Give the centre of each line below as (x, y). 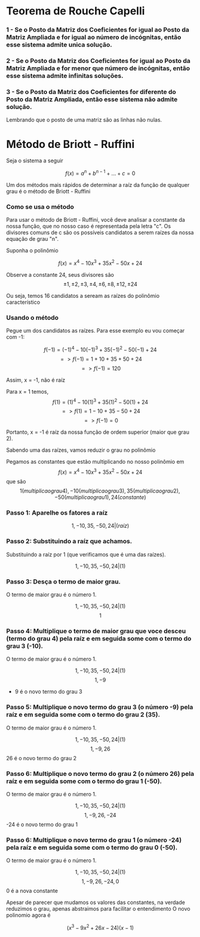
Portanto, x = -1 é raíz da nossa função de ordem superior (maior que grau (98, 432)
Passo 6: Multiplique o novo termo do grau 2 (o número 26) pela (100, 773)
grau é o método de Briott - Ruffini (48, 191)
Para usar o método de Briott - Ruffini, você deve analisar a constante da (96, 220)
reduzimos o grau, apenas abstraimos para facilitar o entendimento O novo (98, 909)
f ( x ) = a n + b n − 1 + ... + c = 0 (100, 173)
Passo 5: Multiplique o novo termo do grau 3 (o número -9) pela (100, 707)
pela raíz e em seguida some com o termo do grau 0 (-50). (92, 847)
